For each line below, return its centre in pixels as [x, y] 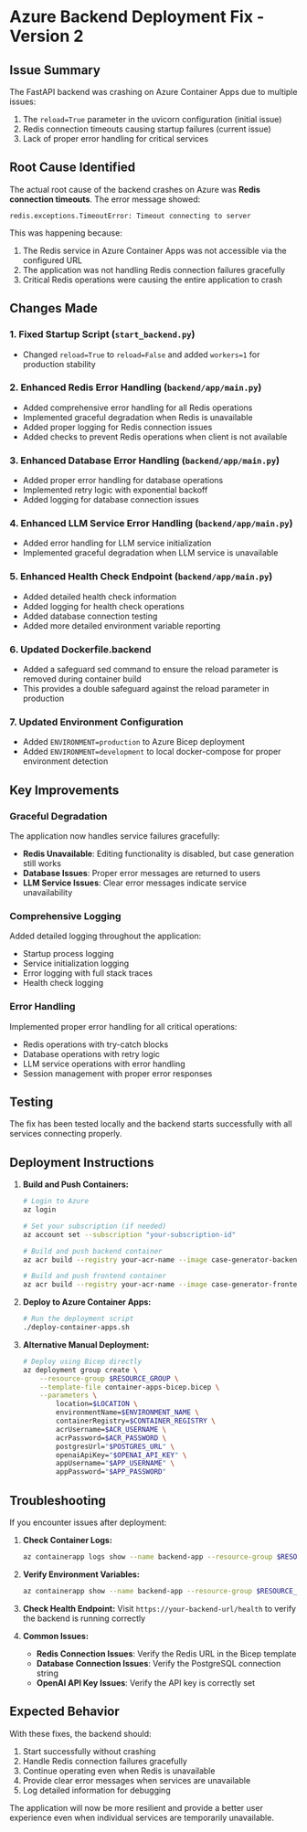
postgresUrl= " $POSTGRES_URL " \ [116, 1446]
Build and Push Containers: [76, 1184]
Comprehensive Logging [65, 916]
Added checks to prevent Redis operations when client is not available [155, 437]
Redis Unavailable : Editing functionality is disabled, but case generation [159, 853]
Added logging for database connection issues [111, 500]
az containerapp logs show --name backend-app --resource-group [148, 1557]
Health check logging [63, 983]
